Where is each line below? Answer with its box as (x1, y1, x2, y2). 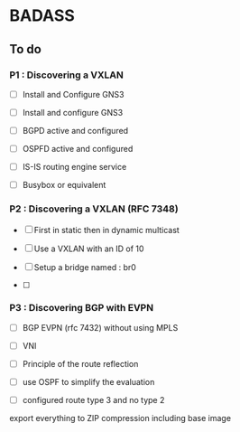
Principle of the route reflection (22, 358, 139, 369)
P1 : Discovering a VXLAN (9, 69, 125, 81)
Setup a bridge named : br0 (33, 261, 137, 272)
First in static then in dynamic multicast (33, 224, 180, 235)
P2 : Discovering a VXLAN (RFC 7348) (9, 202, 179, 215)
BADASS (9, 5, 75, 26)
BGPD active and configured (22, 126, 129, 136)
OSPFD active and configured (22, 144, 134, 155)
